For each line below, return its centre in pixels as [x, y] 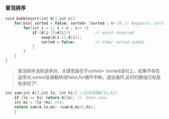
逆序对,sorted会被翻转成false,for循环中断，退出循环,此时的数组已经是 [89, 77]
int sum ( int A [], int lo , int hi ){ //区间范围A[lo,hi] [61, 93]
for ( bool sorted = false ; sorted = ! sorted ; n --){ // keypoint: [83, 24]
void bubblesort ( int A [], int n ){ [40, 19]
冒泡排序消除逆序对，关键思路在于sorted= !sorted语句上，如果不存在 [89, 71]
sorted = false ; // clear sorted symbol [93, 42]
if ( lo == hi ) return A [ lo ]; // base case [61, 97]
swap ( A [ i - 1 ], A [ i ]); [61, 37]
